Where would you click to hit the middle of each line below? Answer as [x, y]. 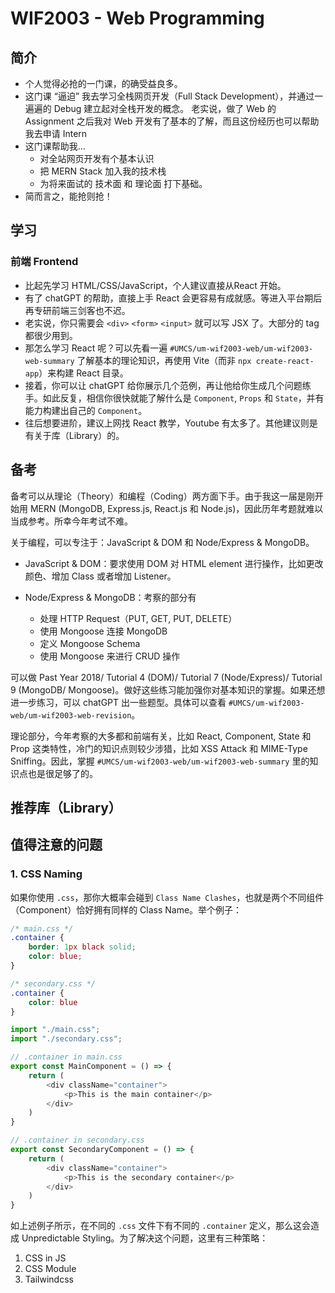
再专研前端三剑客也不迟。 [77, 310]
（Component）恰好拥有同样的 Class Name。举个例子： [126, 909]
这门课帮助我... [55, 146]
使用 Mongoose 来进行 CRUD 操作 [110, 656]
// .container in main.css [66, 1057]
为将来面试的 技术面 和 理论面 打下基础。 [123, 183]
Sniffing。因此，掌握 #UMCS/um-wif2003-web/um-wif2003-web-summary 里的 [160, 761]
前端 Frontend [44, 262]
